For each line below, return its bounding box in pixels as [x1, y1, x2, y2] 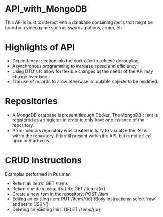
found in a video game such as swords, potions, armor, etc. [5, 24, 124, 30]
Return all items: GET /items [12, 180, 68, 186]
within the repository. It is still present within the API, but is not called [12, 133, 151, 138]
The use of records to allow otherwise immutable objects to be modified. [12, 79, 159, 84]
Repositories [5, 96, 58, 107]
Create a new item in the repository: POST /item [12, 191, 108, 197]
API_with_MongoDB [5, 3, 87, 15]
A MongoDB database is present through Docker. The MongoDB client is [12, 112, 158, 118]
